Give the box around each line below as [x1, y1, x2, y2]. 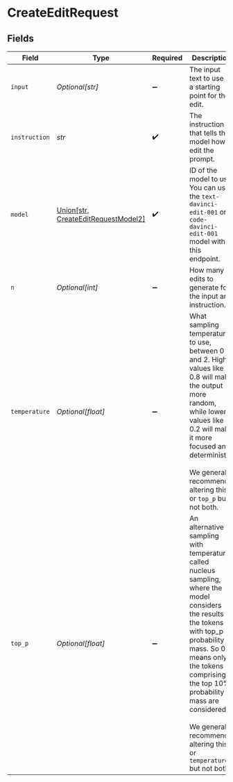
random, [189, 398, 217, 408]
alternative [189, 522, 224, 532]
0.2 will [189, 424, 214, 433]
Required [152, 53, 183, 63]
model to [189, 174, 218, 183]
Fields [7, 33, 35, 44]
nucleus [189, 566, 216, 575]
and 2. [189, 355, 210, 364]
